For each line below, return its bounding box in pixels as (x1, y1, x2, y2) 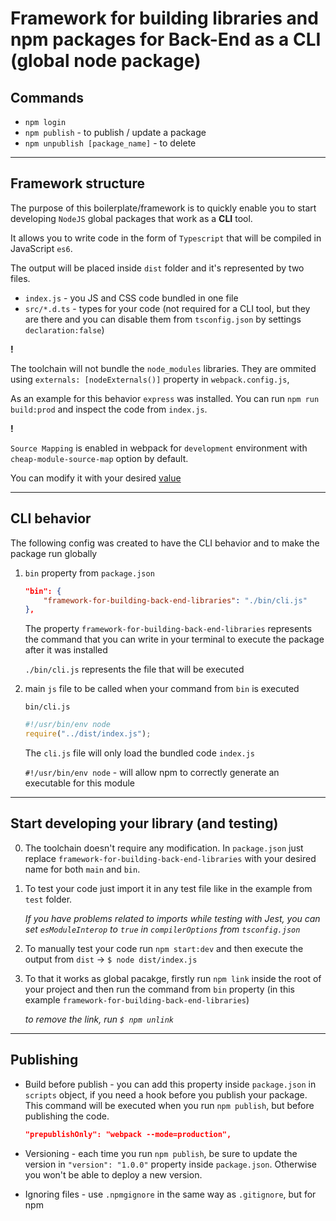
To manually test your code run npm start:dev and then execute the (24, 942, 304, 954)
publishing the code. (24, 1110, 110, 1122)
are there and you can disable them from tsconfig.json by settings (24, 313, 302, 325)
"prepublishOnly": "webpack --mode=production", (24, 1129, 232, 1139)
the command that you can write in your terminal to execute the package (24, 633, 325, 646)
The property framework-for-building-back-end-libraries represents (24, 623, 313, 635)
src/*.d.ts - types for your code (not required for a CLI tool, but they (24, 302, 311, 314)
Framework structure (10, 175, 145, 192)
